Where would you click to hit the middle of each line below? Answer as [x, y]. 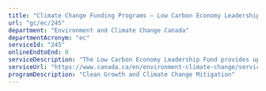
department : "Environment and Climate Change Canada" [99, 30]
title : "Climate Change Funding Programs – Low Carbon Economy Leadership [134, 15]
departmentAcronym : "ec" [49, 38]
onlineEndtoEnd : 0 [38, 52]
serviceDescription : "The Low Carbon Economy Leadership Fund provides [129, 60]
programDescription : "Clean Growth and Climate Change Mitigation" [122, 74]
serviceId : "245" [37, 45]
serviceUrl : [28, 67]
